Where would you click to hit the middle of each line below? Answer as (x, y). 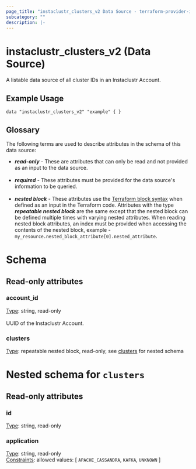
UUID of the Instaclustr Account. (45, 323)
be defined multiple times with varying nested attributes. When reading (100, 217)
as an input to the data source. (51, 167)
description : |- (26, 22)
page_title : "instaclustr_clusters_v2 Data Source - (71, 11)
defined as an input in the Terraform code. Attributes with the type (94, 205)
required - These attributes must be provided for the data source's (95, 180)
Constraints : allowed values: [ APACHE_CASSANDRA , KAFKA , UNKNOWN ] (83, 460)
